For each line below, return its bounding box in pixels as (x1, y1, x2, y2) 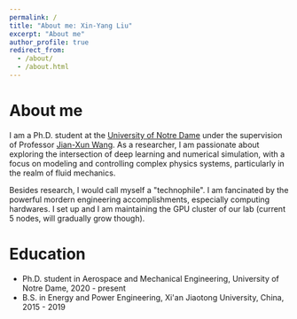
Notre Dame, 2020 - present (21, 283, 127, 293)
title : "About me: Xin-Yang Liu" (9, 21, 133, 30)
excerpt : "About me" (9, 29, 86, 38)
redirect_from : (9, 46, 66, 55)
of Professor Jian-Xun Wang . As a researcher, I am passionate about (9, 139, 260, 150)
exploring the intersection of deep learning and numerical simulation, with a (9, 148, 285, 159)
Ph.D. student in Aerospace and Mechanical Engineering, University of (21, 273, 279, 284)
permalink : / (9, 12, 58, 22)
